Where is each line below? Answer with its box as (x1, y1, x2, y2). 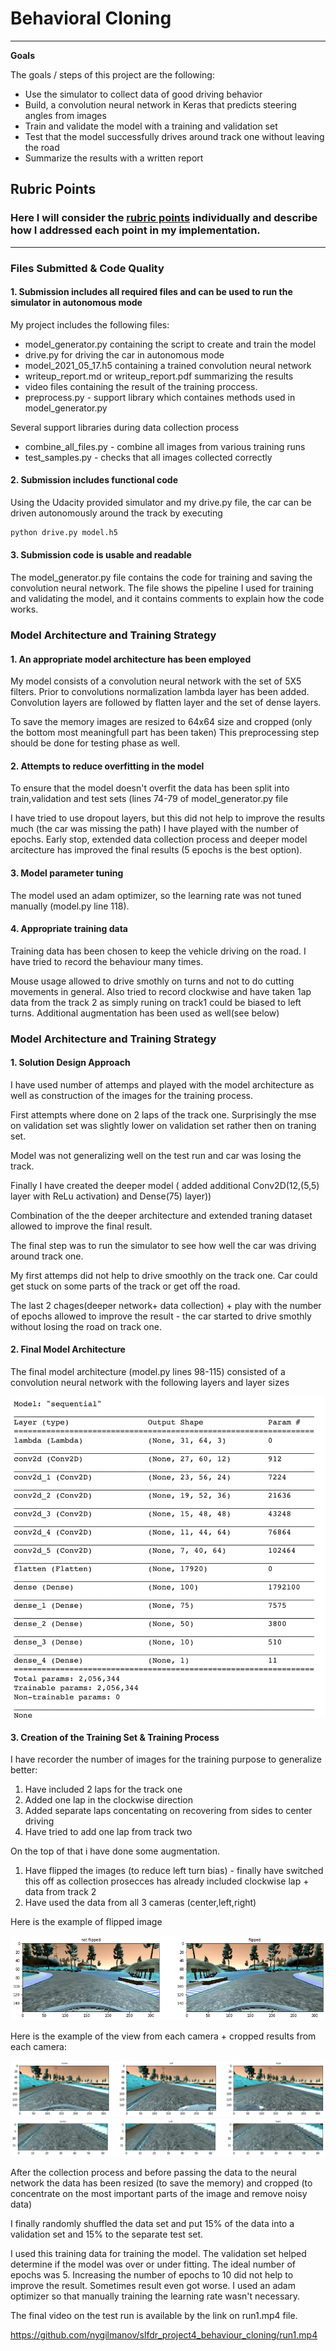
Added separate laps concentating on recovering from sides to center (24, 1805, 313, 1817)
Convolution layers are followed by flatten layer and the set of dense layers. (10, 697, 322, 709)
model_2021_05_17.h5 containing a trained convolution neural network (24, 359, 312, 371)
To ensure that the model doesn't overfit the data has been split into (10, 782, 290, 794)
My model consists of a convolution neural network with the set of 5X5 (10, 675, 302, 687)
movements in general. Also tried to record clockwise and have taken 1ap (10, 985, 312, 997)
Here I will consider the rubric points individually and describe (10, 211, 318, 225)
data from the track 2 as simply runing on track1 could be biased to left (10, 996, 302, 1008)
